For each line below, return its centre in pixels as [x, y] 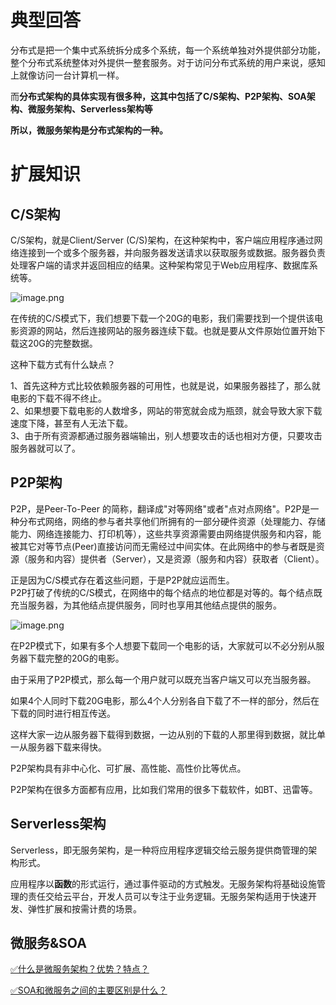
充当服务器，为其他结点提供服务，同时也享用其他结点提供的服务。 [146, 605]
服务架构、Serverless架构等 [94, 108]
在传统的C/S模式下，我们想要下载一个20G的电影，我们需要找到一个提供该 [162, 318]
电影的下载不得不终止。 [58, 398]
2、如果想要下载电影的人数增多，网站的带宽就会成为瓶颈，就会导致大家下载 [166, 410]
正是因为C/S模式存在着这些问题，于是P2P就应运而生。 [122, 580]
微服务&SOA [48, 942]
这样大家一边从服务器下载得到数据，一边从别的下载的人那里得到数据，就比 [163, 734]
